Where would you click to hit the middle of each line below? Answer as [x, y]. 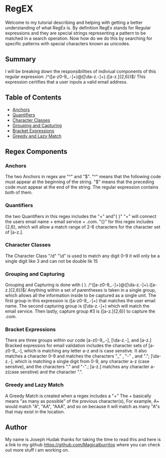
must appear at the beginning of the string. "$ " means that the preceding [80, 182]
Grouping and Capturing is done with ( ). [46, 285]
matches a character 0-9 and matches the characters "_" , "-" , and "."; [77, 356]
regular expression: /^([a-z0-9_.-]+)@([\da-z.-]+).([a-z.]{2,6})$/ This [75, 76]
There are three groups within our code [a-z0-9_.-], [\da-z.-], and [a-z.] [78, 340]
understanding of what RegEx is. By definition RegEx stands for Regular [78, 27]
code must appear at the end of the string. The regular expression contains [82, 187]
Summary [21, 59]
